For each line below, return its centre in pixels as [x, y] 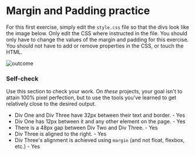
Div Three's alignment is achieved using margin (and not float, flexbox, [100, 140]
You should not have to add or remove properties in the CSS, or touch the [95, 46]
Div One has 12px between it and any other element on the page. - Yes [100, 122]
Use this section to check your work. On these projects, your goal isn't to [94, 92]
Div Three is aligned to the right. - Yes [60, 134]
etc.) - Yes [27, 146]
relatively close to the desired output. [51, 104]
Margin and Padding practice [78, 11]
